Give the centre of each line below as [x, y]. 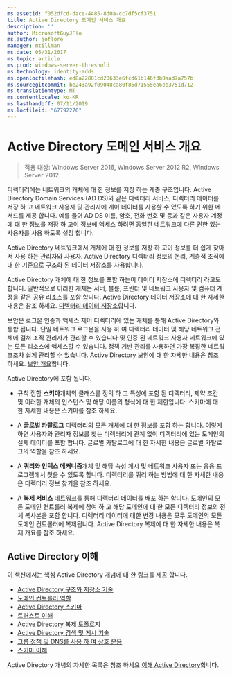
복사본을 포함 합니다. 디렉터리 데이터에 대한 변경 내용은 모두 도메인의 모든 [124, 515]
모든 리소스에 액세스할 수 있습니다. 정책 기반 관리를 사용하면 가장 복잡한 [110, 346]
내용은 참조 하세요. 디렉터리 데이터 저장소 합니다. [72, 305]
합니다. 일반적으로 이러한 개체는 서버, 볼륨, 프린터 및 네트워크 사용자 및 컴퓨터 [111, 288]
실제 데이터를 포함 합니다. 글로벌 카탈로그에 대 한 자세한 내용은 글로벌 [110, 442]
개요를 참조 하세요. [50, 532]
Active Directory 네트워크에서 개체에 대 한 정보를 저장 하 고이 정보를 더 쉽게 [109, 248]
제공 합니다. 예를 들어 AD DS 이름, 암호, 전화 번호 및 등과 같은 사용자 [117, 215]
